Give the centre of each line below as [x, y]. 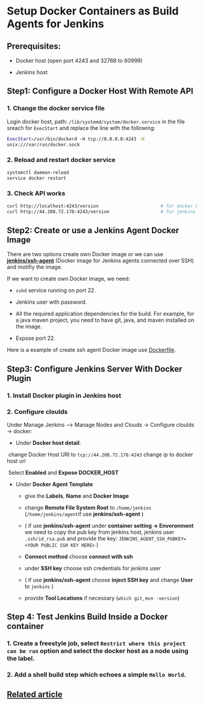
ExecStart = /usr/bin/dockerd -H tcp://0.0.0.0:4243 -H [76, 139]
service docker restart [37, 178]
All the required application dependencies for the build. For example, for [105, 314]
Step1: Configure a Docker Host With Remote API [100, 91]
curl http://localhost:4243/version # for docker [100, 206]
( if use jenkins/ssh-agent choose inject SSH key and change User [109, 580]
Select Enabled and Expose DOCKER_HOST [64, 472]
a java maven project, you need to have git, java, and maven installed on [105, 320]
